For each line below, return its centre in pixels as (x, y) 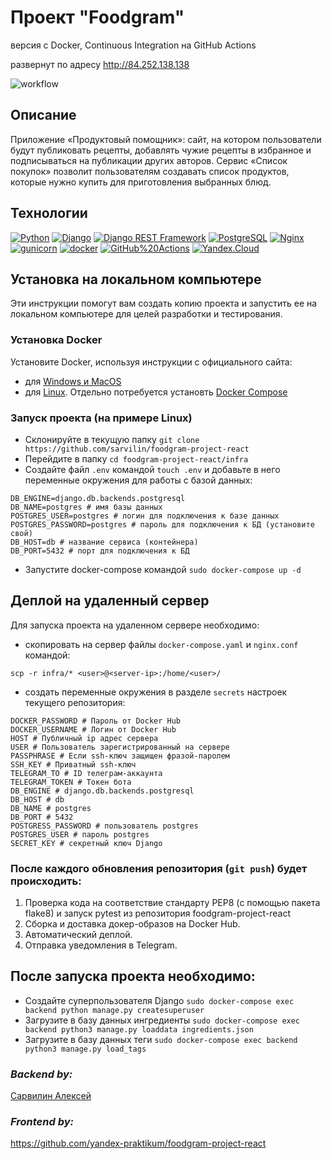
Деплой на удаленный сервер (110, 601)
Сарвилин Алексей (51, 1096)
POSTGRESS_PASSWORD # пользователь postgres (104, 826)
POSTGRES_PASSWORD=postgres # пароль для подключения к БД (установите (162, 524)
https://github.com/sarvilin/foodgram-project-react (137, 449)
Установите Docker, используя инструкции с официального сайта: (151, 362)
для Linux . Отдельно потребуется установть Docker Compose (156, 392)
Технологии (49, 213)
